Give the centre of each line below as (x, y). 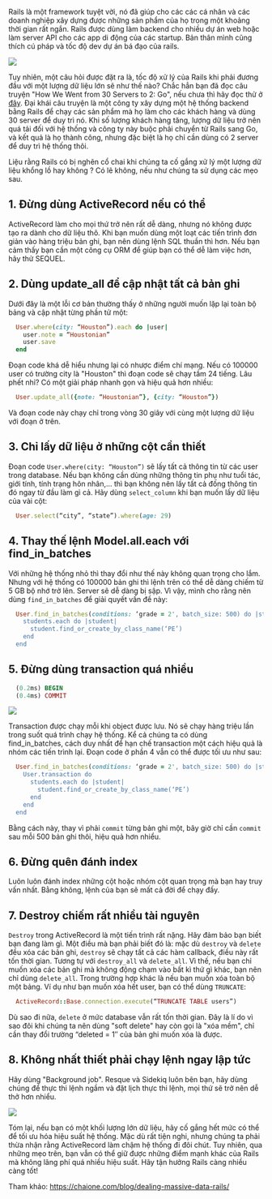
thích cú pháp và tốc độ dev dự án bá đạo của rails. (94, 46)
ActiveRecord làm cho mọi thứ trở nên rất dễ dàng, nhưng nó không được (130, 224)
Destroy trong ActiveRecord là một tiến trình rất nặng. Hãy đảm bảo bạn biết (135, 935)
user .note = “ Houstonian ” (67, 335)
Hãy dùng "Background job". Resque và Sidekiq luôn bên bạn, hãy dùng (128, 1079)
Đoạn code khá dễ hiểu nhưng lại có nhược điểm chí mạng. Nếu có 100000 (133, 365)
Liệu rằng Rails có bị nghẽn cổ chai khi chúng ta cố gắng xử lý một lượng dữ (135, 162)
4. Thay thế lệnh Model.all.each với (99, 541)
